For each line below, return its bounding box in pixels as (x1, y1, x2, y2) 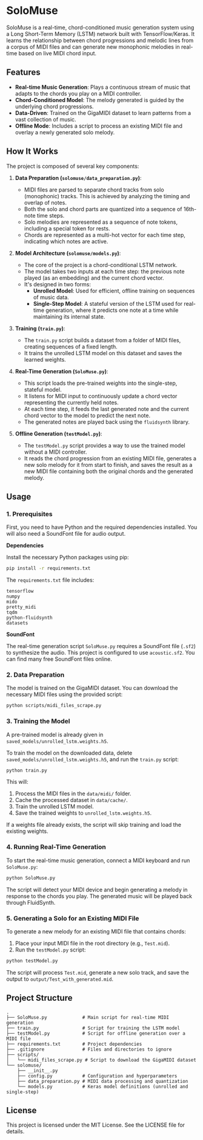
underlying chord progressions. (15, 103, 94, 110)
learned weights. (24, 356, 67, 363)
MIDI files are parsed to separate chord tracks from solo (24, 186, 165, 193)
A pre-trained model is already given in (6, 731, 104, 738)
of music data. (33, 293, 70, 301)
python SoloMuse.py (6, 875, 56, 881)
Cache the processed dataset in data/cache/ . (15, 796, 128, 804)
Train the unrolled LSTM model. (15, 803, 94, 810)
